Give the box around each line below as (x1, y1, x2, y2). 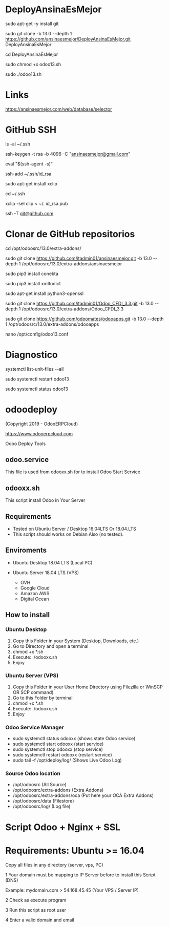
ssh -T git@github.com (5, 210, 54, 216)
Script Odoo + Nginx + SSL (5, 821, 121, 833)
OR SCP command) (12, 689, 54, 695)
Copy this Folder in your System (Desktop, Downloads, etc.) (12, 638, 139, 644)
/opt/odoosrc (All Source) (12, 782, 67, 788)
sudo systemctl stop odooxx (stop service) (12, 746, 103, 752)
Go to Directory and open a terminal (12, 643, 89, 649)
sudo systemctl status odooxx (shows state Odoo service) (12, 735, 136, 742)
